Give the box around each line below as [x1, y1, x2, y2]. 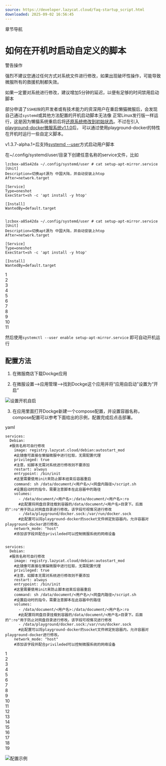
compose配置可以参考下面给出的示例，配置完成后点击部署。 [12, 415, 135, 421]
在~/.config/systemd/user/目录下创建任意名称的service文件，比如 [5, 152, 139, 158]
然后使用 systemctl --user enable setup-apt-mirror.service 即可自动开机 [5, 335, 156, 340]
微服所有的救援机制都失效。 [5, 79, 62, 85]
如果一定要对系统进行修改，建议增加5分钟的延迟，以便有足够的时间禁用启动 [5, 89, 160, 95]
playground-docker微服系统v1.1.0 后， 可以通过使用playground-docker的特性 [5, 125, 161, 131]
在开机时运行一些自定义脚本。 [5, 131, 66, 137]
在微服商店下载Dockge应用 [12, 371, 68, 377]
